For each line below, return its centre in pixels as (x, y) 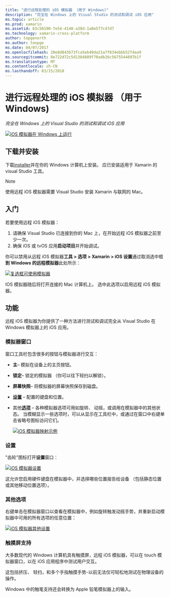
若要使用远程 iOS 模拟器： (32, 222)
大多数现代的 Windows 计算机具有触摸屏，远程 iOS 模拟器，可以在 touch (81, 555)
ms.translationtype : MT (30, 62)
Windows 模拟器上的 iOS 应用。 (38, 327)
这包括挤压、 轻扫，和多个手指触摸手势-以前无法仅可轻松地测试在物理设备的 (84, 572)
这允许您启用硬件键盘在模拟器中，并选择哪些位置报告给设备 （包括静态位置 (83, 479)
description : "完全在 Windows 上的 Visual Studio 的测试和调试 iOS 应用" (80, 15)
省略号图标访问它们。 (39, 420)
